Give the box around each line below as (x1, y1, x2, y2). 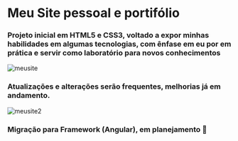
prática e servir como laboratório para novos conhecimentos (7, 48, 221, 58)
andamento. (7, 91, 50, 101)
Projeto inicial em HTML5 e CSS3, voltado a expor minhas (7, 30, 210, 40)
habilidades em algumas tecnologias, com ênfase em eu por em (7, 39, 232, 49)
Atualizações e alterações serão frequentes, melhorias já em (7, 81, 222, 91)
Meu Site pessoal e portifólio (7, 5, 180, 21)
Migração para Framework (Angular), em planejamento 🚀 (7, 124, 207, 134)
